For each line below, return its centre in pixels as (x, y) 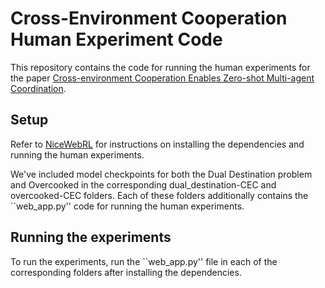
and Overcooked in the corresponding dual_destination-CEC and (143, 184)
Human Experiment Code (116, 39)
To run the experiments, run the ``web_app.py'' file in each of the (144, 261)
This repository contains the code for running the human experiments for (160, 67)
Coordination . (38, 88)
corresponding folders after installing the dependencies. (126, 272)
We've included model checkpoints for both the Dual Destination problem (161, 174)
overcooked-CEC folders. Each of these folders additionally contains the (159, 195)
